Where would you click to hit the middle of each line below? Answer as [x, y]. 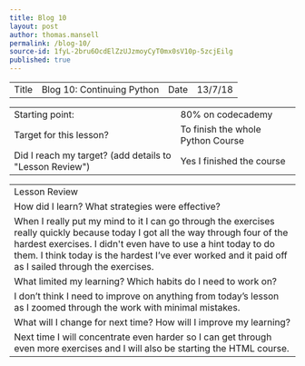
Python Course [212, 140]
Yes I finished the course [233, 161]
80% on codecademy [226, 114]
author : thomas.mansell [54, 35]
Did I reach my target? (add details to [93, 155]
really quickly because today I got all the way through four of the [151, 232]
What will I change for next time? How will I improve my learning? [152, 322]
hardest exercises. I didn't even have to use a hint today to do [144, 244]
